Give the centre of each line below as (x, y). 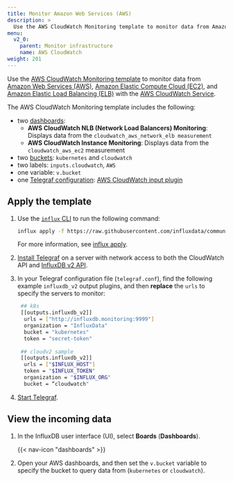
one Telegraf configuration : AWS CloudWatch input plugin (100, 180)
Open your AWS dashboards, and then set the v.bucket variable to (112, 463)
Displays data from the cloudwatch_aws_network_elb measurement (120, 135)
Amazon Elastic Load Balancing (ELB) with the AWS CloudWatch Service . (112, 93)
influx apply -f (41, 231)
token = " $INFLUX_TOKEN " (60, 371)
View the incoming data (60, 419)
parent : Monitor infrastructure (66, 46)
